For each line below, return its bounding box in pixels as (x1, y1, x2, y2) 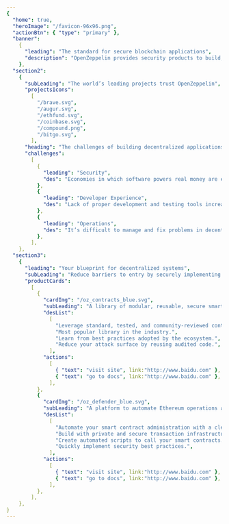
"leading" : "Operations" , (42, 220, 117, 227)
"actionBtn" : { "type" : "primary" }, (12, 29, 120, 36)
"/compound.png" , (36, 125, 87, 132)
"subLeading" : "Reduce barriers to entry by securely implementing (24, 271, 221, 278)
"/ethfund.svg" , (36, 112, 83, 118)
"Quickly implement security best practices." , (55, 443, 193, 450)
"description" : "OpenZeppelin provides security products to (24, 55, 203, 62)
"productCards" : (24, 277, 71, 284)
